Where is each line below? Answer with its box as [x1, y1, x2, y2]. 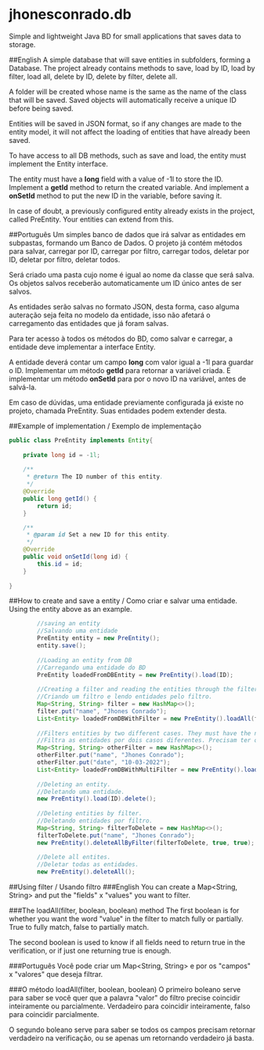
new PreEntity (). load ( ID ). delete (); [37, 795, 157, 803]
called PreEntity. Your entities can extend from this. [9, 214, 175, 224]
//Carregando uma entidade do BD [37, 664, 146, 671]
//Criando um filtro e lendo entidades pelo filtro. [37, 693, 213, 701]
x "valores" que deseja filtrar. [9, 970, 103, 979]
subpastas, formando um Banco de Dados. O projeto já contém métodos [9, 238, 243, 247]
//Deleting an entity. [37, 780, 111, 788]
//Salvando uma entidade [37, 627, 118, 635]
